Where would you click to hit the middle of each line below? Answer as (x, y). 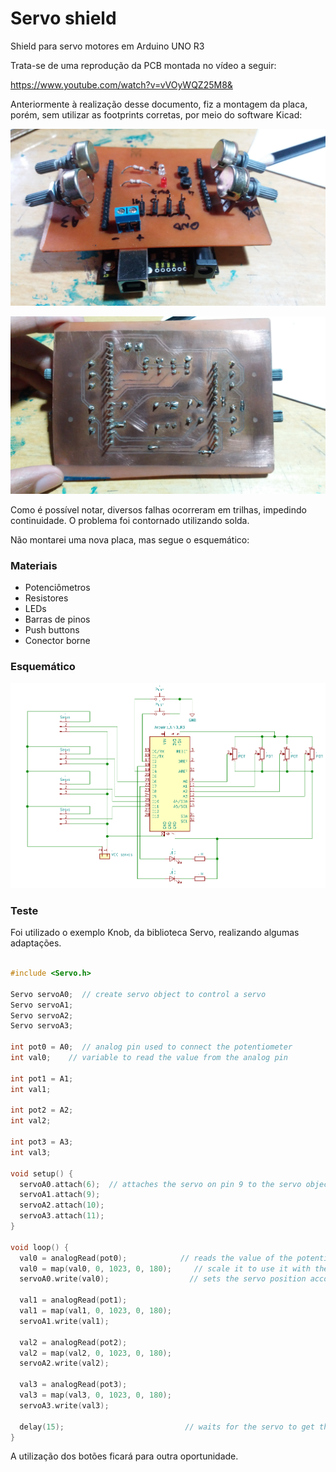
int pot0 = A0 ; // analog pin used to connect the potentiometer (151, 1047)
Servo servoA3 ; (42, 1026)
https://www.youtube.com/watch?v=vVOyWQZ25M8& (121, 84)
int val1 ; (31, 1089)
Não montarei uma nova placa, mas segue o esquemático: (130, 539)
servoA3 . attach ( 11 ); (62, 1216)
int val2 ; (31, 1121)
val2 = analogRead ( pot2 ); (73, 1342)
